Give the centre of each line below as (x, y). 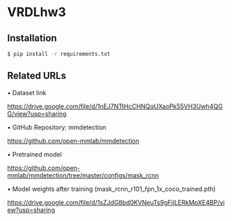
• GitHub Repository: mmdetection (57, 127)
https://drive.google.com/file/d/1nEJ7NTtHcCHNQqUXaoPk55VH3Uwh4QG (115, 106)
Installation (32, 38)
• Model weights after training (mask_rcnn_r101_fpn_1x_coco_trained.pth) (111, 189)
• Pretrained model (34, 154)
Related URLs (37, 76)
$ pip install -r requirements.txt (59, 54)
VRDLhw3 (37, 12)
